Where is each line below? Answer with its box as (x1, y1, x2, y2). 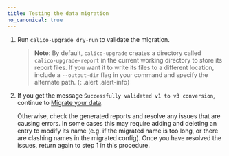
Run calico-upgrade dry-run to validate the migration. (17, 35, 170, 43)
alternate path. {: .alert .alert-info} (34, 78, 130, 86)
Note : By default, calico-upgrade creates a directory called (34, 49, 201, 57)
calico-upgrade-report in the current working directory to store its (34, 56, 222, 64)
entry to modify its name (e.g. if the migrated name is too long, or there (17, 126, 219, 135)
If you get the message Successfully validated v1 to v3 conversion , (17, 91, 215, 100)
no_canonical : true (7, 16, 63, 23)
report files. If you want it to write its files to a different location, (34, 63, 215, 71)
